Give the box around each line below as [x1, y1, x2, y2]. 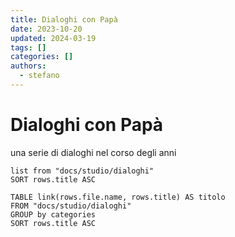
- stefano [19, 71, 60, 81]
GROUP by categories [10, 209, 97, 220]
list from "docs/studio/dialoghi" [10, 166, 155, 176]
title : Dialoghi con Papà [10, 14, 118, 25]
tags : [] [10, 42, 47, 53]
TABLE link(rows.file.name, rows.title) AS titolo [10, 192, 226, 202]
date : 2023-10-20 [10, 24, 83, 34]
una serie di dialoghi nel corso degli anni [10, 146, 177, 158]
